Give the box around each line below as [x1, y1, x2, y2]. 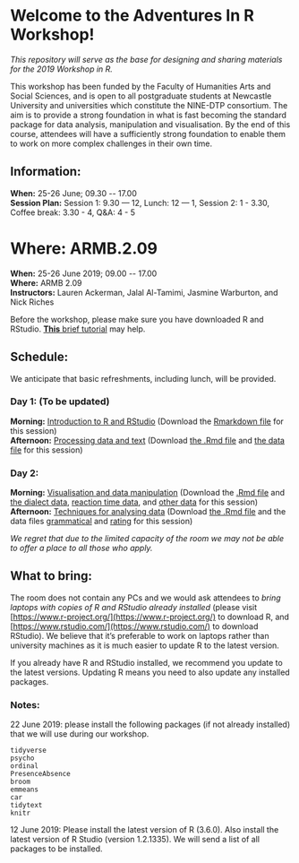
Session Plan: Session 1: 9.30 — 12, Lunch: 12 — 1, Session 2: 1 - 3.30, [10, 197, 270, 208]
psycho [10, 754, 35, 763]
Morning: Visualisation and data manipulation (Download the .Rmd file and [10, 488, 286, 498]
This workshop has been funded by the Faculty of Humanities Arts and [10, 81, 271, 91]
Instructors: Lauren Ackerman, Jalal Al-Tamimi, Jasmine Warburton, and [10, 287, 278, 298]
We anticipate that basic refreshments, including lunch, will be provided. [10, 373, 277, 384]
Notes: [10, 698, 40, 711]
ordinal [10, 762, 39, 771]
